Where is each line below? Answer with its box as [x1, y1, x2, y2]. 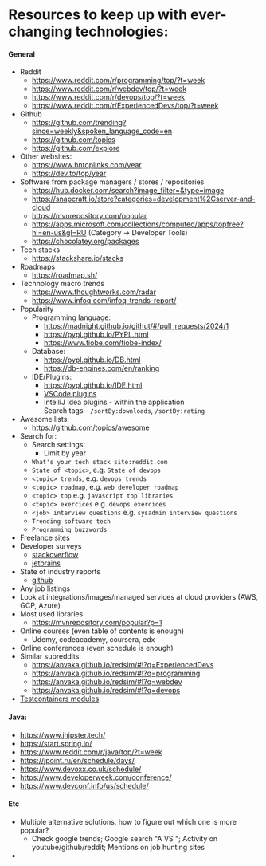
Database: [31, 347, 66, 356]
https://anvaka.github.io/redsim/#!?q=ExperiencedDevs [31, 660, 214, 670]
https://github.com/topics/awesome [31, 423, 150, 432]
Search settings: [31, 440, 86, 450]
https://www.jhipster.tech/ [19, 730, 106, 739]
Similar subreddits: [19, 651, 82, 661]
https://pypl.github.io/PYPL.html [43, 329, 149, 340]
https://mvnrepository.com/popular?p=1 [31, 618, 162, 628]
